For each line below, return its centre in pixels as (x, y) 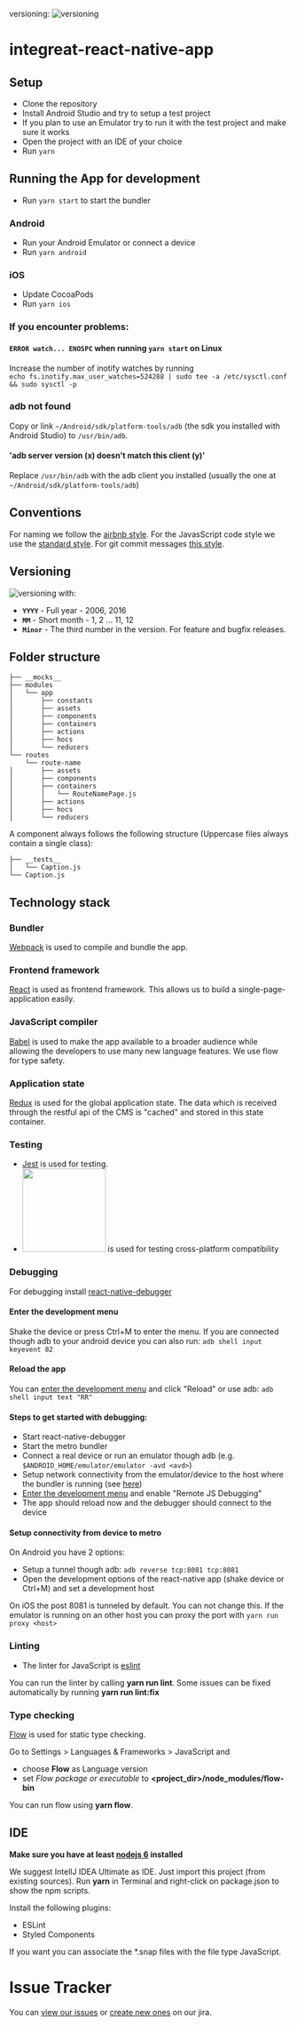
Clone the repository (59, 104)
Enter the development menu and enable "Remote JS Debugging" (142, 1493)
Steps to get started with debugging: (78, 1417)
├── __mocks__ (35, 677)
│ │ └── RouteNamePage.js (73, 794)
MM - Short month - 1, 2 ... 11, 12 (78, 620)
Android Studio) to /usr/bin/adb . (69, 435)
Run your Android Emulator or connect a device (109, 243)
